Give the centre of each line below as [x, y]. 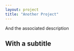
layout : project [22, 10]
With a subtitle [28, 43]
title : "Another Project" [32, 14]
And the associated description [37, 28]
